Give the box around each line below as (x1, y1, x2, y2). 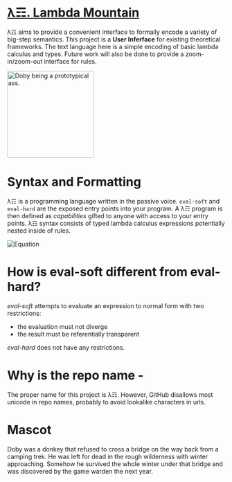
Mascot (7, 422, 52, 438)
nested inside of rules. (7, 226, 71, 235)
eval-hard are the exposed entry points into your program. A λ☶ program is (7, 204, 223, 213)
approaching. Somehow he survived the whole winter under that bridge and (7, 459, 224, 468)
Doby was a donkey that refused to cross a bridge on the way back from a (7, 445, 220, 453)
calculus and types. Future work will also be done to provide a (7, 50, 184, 58)
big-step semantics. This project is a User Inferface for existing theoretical (7, 35, 221, 43)
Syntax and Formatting (7, 175, 142, 190)
